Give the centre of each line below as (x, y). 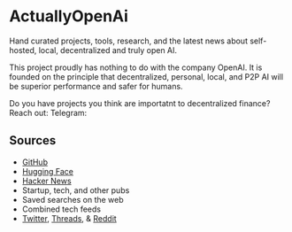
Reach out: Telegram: (48, 112)
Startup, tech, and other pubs (76, 190)
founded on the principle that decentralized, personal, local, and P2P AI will (146, 76)
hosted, (23, 50)
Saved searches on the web (73, 199)
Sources (33, 140)
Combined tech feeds (61, 209)
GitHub (35, 162)
